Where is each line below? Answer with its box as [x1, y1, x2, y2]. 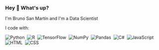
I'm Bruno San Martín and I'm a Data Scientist [5, 16, 98, 22]
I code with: [5, 25, 29, 31]
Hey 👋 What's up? [5, 4, 49, 11]
